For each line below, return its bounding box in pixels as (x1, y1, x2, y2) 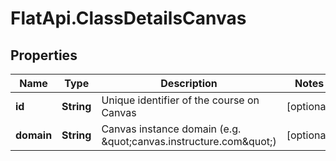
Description (160, 77, 218, 90)
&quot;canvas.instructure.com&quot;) (101, 135, 277, 148)
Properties (10, 47, 78, 64)
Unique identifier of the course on (101, 93, 260, 107)
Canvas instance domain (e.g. (101, 122, 242, 136)
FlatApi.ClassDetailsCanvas (10, 7, 247, 30)
